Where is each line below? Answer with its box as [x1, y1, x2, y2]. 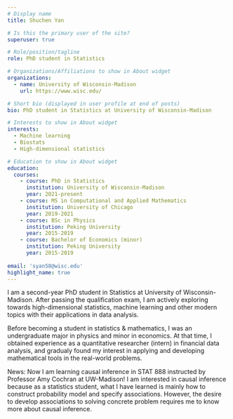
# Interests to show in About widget [7, 119, 118, 126]
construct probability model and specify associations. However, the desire [7, 390, 222, 399]
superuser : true [7, 36, 55, 43]
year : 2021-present [25, 191, 83, 198]
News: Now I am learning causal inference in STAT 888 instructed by [7, 368, 206, 376]
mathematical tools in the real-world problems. [7, 354, 142, 362]
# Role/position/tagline [7, 48, 80, 56]
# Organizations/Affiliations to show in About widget [7, 68, 171, 75]
